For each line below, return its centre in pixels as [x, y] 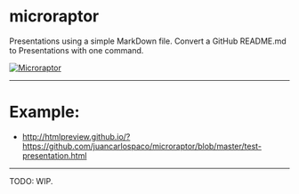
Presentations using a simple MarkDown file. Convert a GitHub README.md [148, 41]
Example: [44, 112]
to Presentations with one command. [77, 50]
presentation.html [54, 155]
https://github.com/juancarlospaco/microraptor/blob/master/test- [142, 146]
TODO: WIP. [31, 181]
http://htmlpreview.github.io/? [76, 136]
